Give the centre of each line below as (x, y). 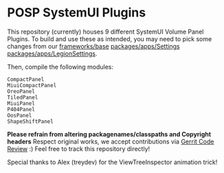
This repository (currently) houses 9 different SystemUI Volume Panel (105, 32)
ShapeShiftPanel (30, 122)
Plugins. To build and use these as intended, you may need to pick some (110, 38)
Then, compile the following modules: (60, 67)
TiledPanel (23, 97)
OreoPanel (21, 91)
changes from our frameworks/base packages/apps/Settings (93, 46)
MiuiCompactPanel (32, 85)
